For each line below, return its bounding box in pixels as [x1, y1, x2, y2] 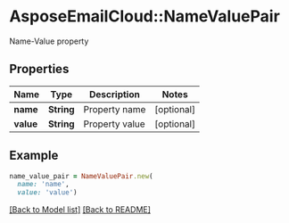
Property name [83, 103, 146, 115]
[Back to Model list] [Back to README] [9, 204, 152, 215]
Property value [83, 118, 145, 130]
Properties [9, 62, 70, 77]
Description [88, 87, 140, 100]
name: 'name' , [17, 180, 70, 189]
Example [9, 148, 59, 163]
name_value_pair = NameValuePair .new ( [9, 171, 153, 180]
